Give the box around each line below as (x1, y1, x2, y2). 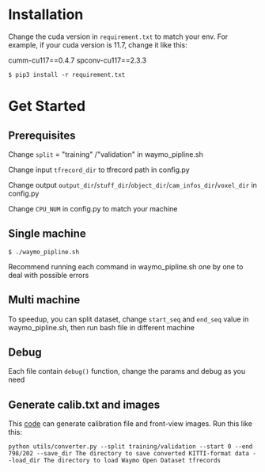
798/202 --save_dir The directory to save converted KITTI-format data (8, 450, 249, 458)
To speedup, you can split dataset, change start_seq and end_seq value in (8, 314, 249, 324)
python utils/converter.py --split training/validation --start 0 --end (8, 443, 253, 451)
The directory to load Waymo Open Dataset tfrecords (43, 457, 221, 465)
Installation (8, 6, 84, 24)
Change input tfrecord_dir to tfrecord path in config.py (8, 165, 190, 174)
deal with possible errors (8, 270, 89, 280)
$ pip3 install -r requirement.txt (8, 70, 126, 78)
